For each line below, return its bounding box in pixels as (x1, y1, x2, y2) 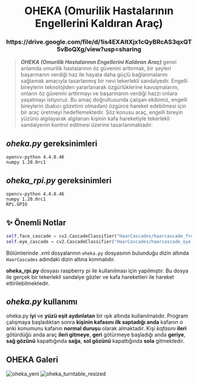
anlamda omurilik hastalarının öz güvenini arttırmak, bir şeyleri (20, 65, 171, 72)
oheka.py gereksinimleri (6, 138, 98, 148)
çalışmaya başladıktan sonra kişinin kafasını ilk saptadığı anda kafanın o (6, 319, 183, 326)
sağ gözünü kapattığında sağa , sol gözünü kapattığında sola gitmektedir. (6, 337, 184, 345)
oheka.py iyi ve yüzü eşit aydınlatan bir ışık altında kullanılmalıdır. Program (6, 312, 189, 320)
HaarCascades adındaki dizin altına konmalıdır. (6, 255, 115, 262)
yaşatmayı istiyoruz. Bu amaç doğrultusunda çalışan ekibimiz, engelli (20, 96, 187, 103)
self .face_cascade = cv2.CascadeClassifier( (6, 233, 117, 239)
